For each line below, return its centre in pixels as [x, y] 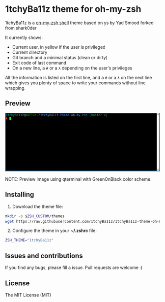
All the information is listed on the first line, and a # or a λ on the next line [79, 77]
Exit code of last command [39, 63]
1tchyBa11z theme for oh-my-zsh [73, 9]
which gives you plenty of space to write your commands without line [75, 83]
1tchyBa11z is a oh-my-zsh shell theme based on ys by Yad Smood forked [79, 23]
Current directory [30, 52]
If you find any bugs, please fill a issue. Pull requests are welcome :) [74, 268]
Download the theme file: [38, 206]
